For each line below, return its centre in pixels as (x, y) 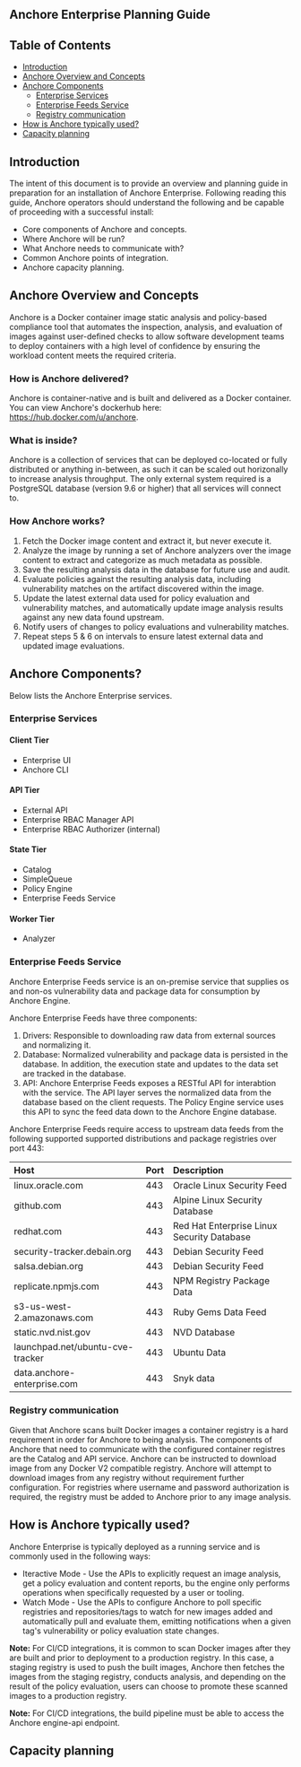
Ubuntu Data (200, 1352)
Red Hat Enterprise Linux (225, 1225)
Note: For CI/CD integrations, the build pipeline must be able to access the (147, 1713)
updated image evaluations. (73, 646)
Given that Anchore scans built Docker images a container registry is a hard (149, 1430)
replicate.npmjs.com (57, 1286)
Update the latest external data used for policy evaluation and (136, 598)
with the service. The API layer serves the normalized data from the (146, 1092)
